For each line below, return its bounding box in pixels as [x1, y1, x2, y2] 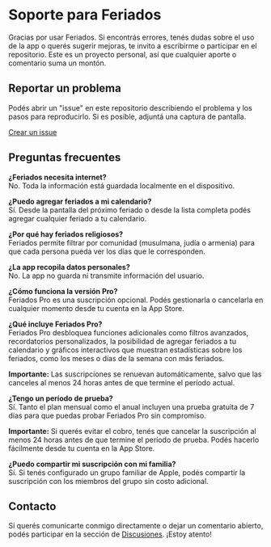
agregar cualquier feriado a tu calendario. [8, 213, 147, 223]
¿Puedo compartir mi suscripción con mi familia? [8, 459, 176, 469]
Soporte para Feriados [8, 6, 162, 24]
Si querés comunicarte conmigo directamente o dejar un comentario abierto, [8, 521, 264, 531]
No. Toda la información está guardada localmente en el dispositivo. [8, 180, 235, 191]
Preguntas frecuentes [8, 151, 121, 165]
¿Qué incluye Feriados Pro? [8, 319, 103, 329]
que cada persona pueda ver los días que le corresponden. [8, 246, 205, 256]
